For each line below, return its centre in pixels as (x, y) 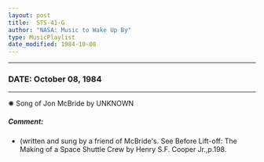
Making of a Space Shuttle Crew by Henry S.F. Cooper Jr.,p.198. (123, 149)
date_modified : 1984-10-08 (52, 45)
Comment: (26, 121)
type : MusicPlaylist (42, 37)
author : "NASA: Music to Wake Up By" (70, 30)
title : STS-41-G (37, 23)
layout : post (29, 15)
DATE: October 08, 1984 (55, 79)
